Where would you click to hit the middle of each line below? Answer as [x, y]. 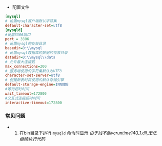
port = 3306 [17, 39]
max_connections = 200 [26, 66]
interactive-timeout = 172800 [34, 103]
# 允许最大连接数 [20, 62]
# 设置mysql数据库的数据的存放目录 [36, 53]
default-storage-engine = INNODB [37, 84]
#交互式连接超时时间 [23, 98]
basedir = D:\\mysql [24, 48]
